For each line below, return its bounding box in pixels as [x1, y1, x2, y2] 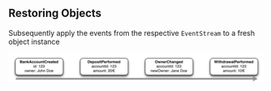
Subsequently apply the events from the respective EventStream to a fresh [8, 28, 256, 37]
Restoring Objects [8, 6, 102, 20]
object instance [8, 37, 61, 46]
